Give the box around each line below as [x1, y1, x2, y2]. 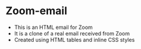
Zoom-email [5, 4, 68, 18]
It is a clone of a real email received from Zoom [14, 30, 130, 37]
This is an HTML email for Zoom [14, 24, 93, 31]
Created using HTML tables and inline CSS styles [14, 36, 135, 43]
